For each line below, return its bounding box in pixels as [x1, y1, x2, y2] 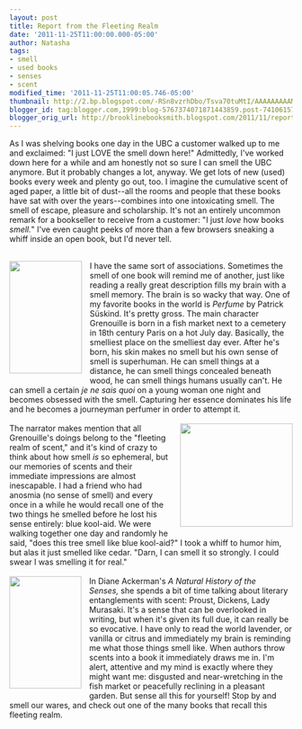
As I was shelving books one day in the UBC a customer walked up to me [9, 138, 280, 149]
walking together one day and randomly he [9, 528, 169, 539]
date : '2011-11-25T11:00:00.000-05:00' [9, 30, 159, 39]
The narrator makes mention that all [9, 423, 142, 434]
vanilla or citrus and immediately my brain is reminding [89, 633, 291, 644]
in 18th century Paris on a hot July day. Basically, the [89, 327, 285, 338]
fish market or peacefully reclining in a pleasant [89, 680, 265, 692]
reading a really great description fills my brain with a [89, 280, 287, 290]
